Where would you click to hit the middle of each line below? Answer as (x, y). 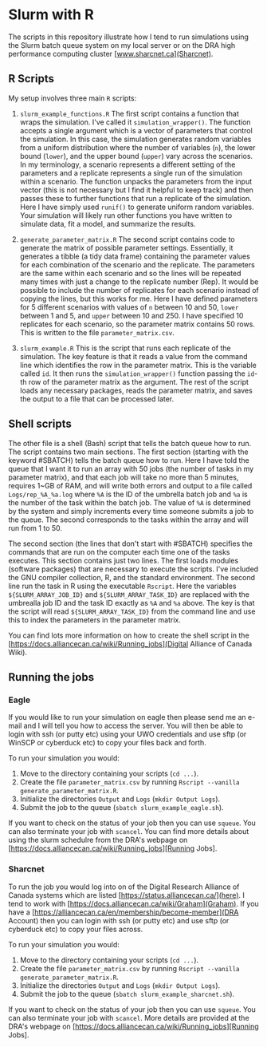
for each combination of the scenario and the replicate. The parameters (137, 264)
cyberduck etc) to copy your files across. (76, 929)
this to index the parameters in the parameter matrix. (94, 619)
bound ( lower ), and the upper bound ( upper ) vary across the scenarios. (136, 156)
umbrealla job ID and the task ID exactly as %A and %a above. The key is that (132, 603)
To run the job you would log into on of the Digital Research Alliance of (124, 887)
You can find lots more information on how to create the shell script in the (129, 635)
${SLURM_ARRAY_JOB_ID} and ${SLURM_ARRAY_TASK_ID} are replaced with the (129, 594)
